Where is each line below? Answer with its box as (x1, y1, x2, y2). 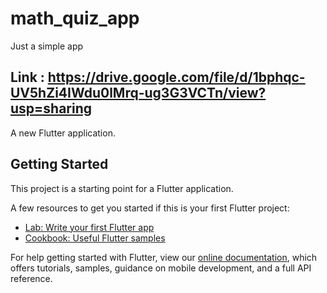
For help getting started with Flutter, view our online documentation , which (10, 251, 318, 263)
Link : (10, 69, 45, 86)
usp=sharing (10, 100, 93, 117)
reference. (10, 272, 53, 284)
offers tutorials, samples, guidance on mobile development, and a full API (10, 262, 312, 274)
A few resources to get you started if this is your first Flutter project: (10, 202, 290, 214)
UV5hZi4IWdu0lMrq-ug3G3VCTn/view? (10, 85, 267, 102)
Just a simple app (10, 40, 84, 52)
